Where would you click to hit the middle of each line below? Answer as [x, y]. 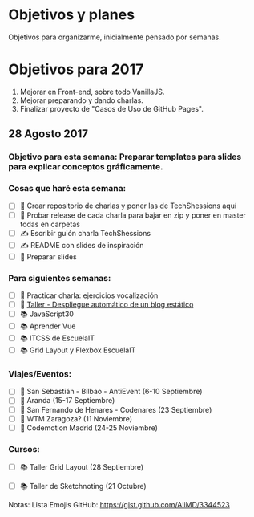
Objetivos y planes [71, 15]
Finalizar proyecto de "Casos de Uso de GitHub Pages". [112, 108]
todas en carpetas [50, 224]
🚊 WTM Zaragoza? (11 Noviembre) [76, 418]
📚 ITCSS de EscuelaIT [57, 338]
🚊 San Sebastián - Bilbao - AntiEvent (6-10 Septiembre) [111, 392]
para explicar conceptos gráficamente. [86, 167]
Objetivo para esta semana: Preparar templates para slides [125, 157]
